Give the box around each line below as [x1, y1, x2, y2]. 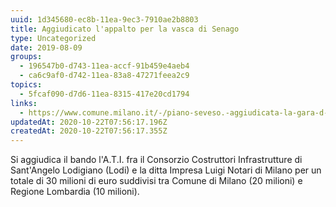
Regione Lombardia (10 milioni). [10, 186, 140, 198]
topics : [10, 80, 43, 90]
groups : [10, 52, 43, 62]
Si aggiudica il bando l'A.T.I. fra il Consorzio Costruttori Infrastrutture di [10, 154, 303, 166]
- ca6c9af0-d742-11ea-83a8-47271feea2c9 [19, 71, 190, 81]
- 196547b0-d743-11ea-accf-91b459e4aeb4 [19, 61, 190, 71]
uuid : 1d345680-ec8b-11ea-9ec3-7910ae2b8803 [10, 14, 199, 25]
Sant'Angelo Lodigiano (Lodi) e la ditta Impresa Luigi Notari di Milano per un [10, 164, 322, 176]
